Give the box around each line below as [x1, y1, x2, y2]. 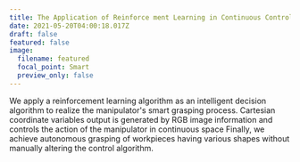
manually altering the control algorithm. [9, 142, 154, 153]
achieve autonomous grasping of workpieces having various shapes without [9, 133, 290, 143]
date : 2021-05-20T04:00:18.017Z [9, 21, 129, 30]
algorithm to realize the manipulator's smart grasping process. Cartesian [9, 104, 276, 116]
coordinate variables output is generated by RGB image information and [9, 114, 273, 125]
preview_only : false [17, 71, 94, 80]
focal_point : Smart [17, 63, 90, 72]
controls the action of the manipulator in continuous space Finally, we [9, 124, 265, 134]
